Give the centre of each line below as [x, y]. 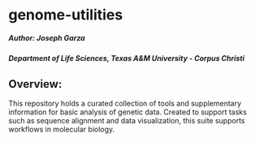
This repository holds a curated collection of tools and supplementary [125, 103]
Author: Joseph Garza [47, 37]
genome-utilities [66, 15]
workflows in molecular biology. [62, 129]
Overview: [35, 84]
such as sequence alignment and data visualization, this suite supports [127, 120]
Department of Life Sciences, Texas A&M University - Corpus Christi [127, 58]
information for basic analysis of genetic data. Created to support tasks [128, 112]
